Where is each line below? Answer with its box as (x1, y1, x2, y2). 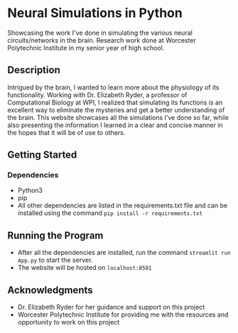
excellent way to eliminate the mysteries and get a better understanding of (7, 105, 225, 114)
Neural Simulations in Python (7, 5, 183, 21)
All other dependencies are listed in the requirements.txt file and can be (17, 201, 228, 210)
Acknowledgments (7, 284, 94, 296)
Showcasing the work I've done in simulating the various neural (7, 28, 193, 37)
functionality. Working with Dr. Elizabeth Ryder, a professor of (7, 90, 188, 99)
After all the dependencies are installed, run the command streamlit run (17, 249, 231, 257)
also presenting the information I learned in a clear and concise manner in (7, 121, 224, 129)
